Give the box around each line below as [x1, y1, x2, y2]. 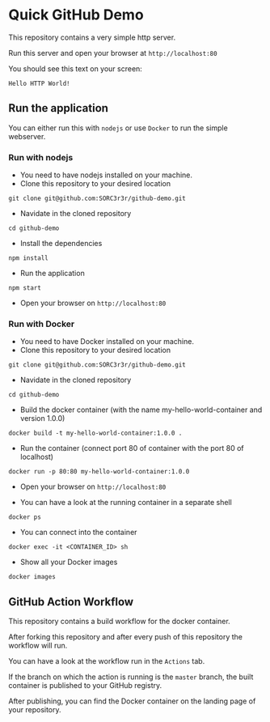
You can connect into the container [19, 528, 137, 537]
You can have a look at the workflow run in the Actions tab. [8, 656, 205, 666]
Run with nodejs [8, 151, 74, 163]
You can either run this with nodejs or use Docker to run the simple [8, 123, 228, 133]
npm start [8, 284, 42, 292]
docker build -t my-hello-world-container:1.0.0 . [8, 429, 183, 438]
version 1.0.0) [19, 414, 65, 423]
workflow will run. [8, 641, 68, 651]
